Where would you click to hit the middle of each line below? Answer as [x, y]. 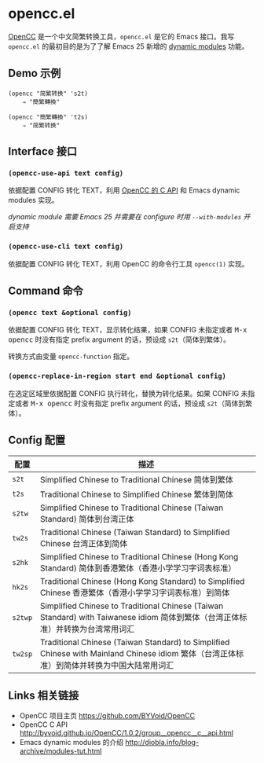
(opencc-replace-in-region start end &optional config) [117, 376]
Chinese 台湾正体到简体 [84, 543]
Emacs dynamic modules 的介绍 [71, 743]
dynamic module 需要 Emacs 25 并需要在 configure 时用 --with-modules [125, 217]
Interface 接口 [42, 151]
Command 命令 [46, 291]
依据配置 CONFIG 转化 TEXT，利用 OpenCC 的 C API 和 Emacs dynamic [124, 190]
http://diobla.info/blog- [162, 743]
